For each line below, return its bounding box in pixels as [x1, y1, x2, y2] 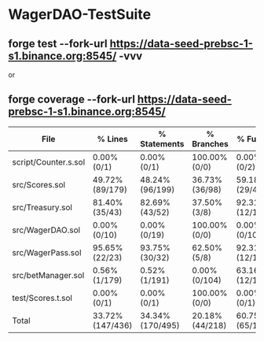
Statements [140, 138, 185, 149]
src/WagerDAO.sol [12, 224, 81, 235]
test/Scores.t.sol [12, 292, 73, 303]
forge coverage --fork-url [8, 93, 136, 106]
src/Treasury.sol [12, 202, 73, 213]
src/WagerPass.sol [12, 246, 82, 258]
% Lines [97, 133, 128, 144]
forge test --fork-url [8, 37, 108, 50]
